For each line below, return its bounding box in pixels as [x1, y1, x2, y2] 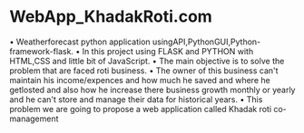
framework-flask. [9, 45, 74, 56]
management [9, 113, 59, 124]
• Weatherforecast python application [9, 36, 152, 47]
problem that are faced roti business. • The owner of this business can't [9, 65, 279, 76]
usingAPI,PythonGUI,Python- [152, 36, 261, 47]
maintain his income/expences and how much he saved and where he [9, 74, 270, 85]
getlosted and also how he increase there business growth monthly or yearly [9, 84, 296, 95]
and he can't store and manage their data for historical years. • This [9, 93, 263, 105]
